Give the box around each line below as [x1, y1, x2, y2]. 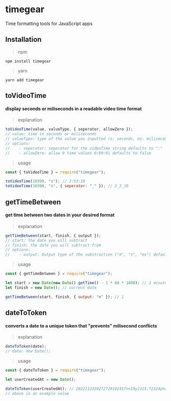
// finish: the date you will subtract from [5, 242, 101, 248]
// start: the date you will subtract [5, 238, 88, 243]
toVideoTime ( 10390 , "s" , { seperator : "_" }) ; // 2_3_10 [5, 184, 129, 189]
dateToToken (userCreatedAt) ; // [5, 386, 74, 391]
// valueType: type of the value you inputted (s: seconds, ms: [5, 136, 145, 141]
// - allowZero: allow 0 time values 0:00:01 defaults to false [5, 151, 152, 156]
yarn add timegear [5, 78, 44, 83]
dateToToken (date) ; [5, 344, 47, 349]
